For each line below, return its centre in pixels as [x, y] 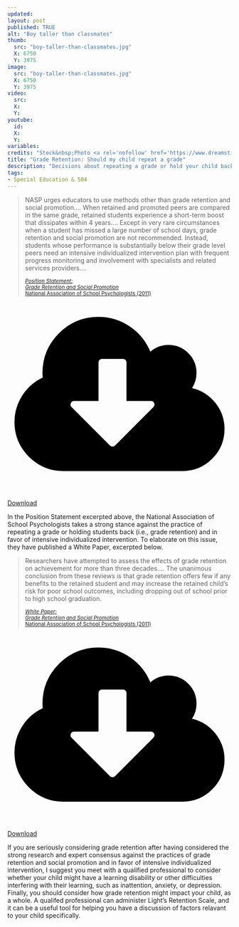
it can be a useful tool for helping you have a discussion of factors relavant [117, 908]
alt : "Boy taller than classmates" [60, 34]
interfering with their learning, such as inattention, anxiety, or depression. [115, 885]
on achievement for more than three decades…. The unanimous [118, 568]
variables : [23, 147]
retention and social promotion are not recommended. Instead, [116, 237]
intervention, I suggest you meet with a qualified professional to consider [114, 870]
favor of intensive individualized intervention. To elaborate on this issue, [113, 539]
